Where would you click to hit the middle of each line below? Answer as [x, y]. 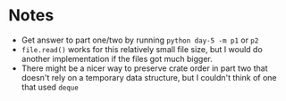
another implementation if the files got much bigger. [117, 58]
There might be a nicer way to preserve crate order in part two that [144, 68]
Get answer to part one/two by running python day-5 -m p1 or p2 [140, 40]
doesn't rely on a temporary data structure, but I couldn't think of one [149, 77]
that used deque [50, 87]
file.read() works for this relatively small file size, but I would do [142, 49]
